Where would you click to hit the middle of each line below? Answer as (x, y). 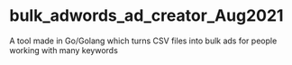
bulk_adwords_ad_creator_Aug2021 (146, 16)
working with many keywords (64, 50)
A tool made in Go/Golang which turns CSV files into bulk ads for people (143, 41)
